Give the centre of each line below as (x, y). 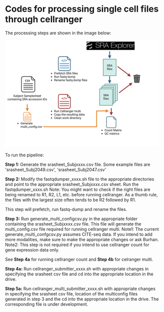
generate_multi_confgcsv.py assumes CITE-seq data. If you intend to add (79, 234)
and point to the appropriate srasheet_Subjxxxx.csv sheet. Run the (72, 185)
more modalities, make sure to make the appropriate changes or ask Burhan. (82, 240)
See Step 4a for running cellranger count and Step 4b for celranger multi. (79, 259)
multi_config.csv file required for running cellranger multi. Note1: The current (82, 229)
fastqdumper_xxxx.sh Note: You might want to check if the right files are (78, 189)
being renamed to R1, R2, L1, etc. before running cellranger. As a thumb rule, (82, 195)
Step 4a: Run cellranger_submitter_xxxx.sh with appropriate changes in (77, 269)
